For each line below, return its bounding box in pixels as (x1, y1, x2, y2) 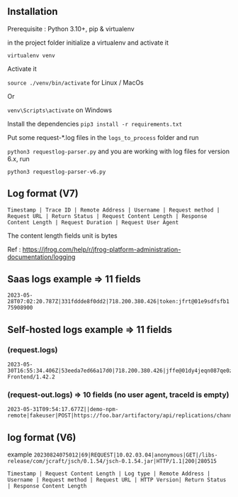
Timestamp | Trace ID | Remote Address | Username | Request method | (7, 206, 220, 214)
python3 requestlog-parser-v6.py (7, 168, 106, 175)
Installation (7, 6, 58, 18)
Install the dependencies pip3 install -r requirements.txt (7, 119, 183, 128)
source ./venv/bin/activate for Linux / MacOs (7, 78, 144, 87)
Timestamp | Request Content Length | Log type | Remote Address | (7, 470, 211, 478)
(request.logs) (7, 344, 58, 354)
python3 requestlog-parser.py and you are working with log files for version (7, 147, 230, 155)
